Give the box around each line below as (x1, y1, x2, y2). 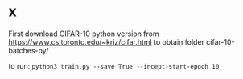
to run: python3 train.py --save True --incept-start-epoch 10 (8, 61, 220, 70)
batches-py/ (8, 45, 49, 55)
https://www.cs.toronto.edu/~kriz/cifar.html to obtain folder (8, 37, 205, 46)
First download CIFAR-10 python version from (8, 29, 159, 38)
